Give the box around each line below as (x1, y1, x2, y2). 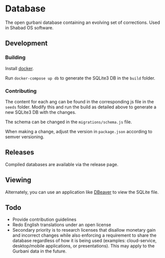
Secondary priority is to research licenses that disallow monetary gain (12, 227, 156, 233)
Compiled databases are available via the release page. (5, 161, 118, 167)
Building (5, 54, 26, 61)
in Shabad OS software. (5, 24, 54, 30)
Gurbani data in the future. (12, 248, 67, 254)
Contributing (5, 87, 37, 94)
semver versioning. (5, 134, 45, 140)
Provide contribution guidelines (12, 217, 77, 223)
